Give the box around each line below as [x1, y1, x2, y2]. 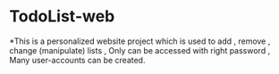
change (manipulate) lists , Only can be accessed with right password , [9, 45, 271, 55]
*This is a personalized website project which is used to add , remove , [9, 36, 271, 46]
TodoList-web [9, 6, 115, 27]
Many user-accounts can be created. [9, 54, 146, 65]
